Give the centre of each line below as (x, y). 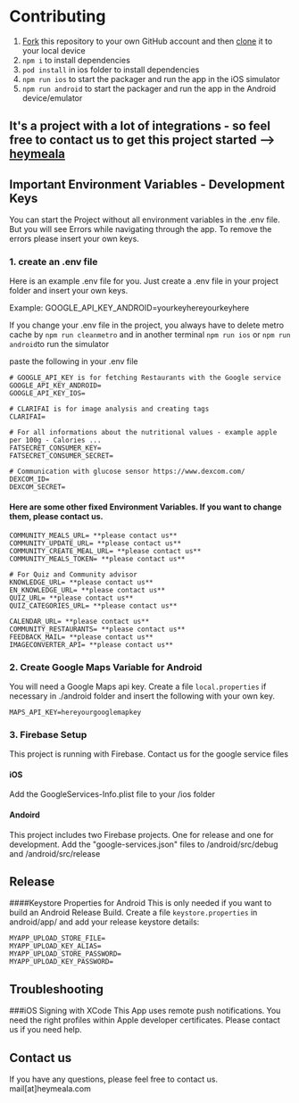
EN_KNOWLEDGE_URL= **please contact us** (87, 590)
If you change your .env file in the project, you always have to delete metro (146, 325)
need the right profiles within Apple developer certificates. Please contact (145, 1020)
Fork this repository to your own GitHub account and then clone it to (147, 41)
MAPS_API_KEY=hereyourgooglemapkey (75, 712)
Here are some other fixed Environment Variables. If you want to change (145, 507)
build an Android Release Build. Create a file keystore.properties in (133, 913)
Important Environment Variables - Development (147, 184)
